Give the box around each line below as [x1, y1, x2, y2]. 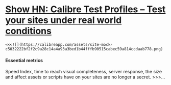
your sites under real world [5, 14, 122, 26]
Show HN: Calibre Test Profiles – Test [5, 4, 166, 15]
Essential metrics [5, 57, 43, 63]
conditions [5, 25, 52, 37]
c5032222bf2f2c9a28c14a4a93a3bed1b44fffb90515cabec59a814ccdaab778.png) [5, 46, 163, 51]
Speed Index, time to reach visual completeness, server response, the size [5, 69, 162, 75]
